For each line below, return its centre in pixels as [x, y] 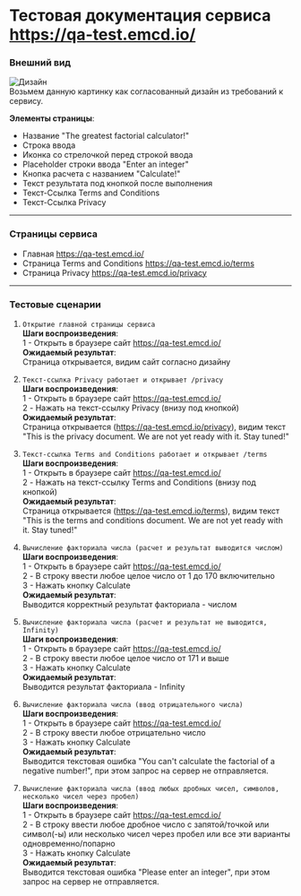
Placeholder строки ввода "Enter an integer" [106, 164]
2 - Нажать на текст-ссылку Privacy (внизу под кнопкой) [131, 408]
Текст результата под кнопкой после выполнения [117, 184]
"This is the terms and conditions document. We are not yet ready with [153, 521]
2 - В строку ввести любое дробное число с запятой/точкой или [146, 824]
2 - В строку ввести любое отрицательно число [114, 733]
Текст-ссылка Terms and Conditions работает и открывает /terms [145, 455]
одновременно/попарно [69, 844]
